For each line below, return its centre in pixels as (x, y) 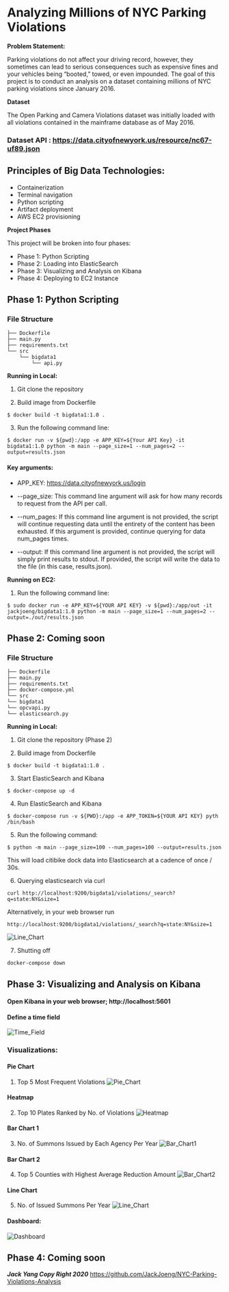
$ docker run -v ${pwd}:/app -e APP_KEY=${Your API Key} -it (96, 440)
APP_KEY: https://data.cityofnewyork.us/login (81, 483)
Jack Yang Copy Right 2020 (48, 1274)
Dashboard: (24, 1221)
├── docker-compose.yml (41, 690)
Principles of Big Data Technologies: (86, 171)
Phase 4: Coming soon (56, 1257)
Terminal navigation (45, 195)
